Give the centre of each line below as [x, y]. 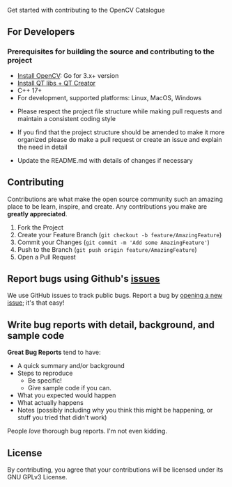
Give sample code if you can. [69, 388]
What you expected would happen [67, 395]
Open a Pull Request [47, 257]
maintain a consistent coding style [67, 118]
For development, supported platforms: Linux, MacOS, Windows [109, 97]
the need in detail [42, 147]
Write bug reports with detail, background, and [111, 325]
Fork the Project [40, 227]
